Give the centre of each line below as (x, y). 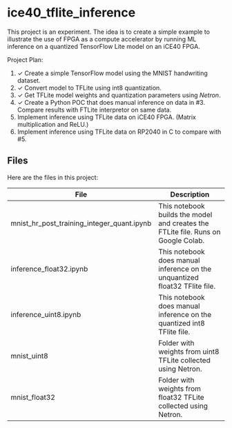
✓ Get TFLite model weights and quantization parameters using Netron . (119, 95)
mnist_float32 (33, 397)
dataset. (29, 80)
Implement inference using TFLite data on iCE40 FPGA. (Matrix (107, 117)
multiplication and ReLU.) (53, 124)
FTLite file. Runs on (190, 232)
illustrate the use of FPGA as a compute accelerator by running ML (102, 39)
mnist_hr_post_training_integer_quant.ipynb (81, 223)
